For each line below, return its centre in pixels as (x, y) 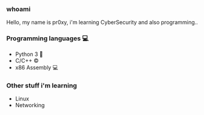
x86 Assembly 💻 (37, 67)
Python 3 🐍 (29, 54)
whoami (19, 9)
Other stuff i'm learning (42, 85)
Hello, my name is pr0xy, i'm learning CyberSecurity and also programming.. (102, 23)
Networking (30, 105)
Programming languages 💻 (47, 38)
